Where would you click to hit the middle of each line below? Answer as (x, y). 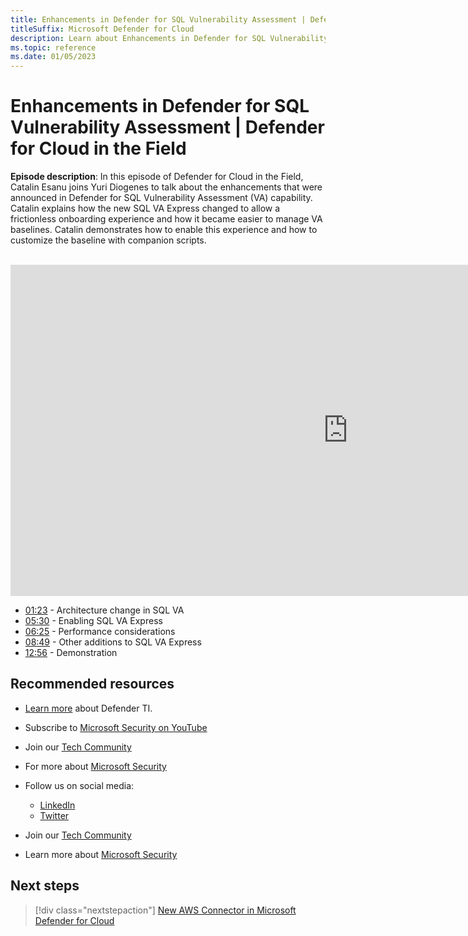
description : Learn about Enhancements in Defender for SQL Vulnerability (169, 38)
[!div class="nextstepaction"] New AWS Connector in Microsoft (165, 910)
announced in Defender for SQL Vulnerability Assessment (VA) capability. (161, 198)
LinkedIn (57, 805)
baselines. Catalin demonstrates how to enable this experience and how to (164, 230)
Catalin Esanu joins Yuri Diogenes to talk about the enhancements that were (166, 187)
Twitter (54, 815)
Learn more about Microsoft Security (101, 854)
